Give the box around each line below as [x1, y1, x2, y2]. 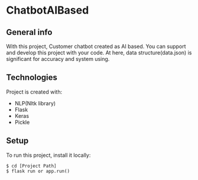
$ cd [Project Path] [6, 163, 57, 169]
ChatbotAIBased [6, 4, 89, 17]
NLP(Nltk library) [14, 99, 56, 107]
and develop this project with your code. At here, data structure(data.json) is [6, 49, 192, 56]
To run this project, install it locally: [6, 152, 91, 159]
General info [6, 27, 53, 37]
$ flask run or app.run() [6, 168, 70, 174]
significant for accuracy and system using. [6, 56, 110, 62]
